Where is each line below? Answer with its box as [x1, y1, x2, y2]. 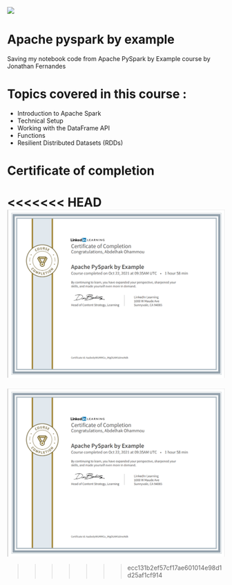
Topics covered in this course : [7, 87, 187, 102]
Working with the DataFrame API [17, 123, 110, 132]
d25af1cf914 [127, 570, 163, 579]
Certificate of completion [7, 163, 155, 179]
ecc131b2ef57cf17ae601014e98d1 [127, 564, 222, 572]
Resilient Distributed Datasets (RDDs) [17, 139, 124, 147]
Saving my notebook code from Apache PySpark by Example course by [7, 54, 211, 62]
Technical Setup [17, 116, 64, 125]
